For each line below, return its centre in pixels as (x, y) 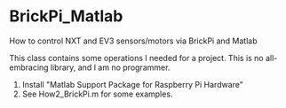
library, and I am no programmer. (110, 67)
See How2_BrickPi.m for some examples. (97, 94)
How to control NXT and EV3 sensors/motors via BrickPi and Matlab (133, 41)
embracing (29, 67)
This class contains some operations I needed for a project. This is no (136, 58)
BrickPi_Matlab (66, 16)
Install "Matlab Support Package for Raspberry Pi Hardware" (133, 84)
